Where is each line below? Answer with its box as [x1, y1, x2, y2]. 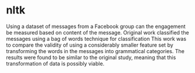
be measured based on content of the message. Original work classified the [6, 29, 189, 36]
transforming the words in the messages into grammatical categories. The [6, 47, 184, 54]
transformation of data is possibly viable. [6, 60, 105, 67]
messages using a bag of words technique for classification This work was [6, 35, 186, 42]
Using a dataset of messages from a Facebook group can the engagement [6, 23, 186, 30]
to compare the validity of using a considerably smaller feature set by [6, 41, 174, 48]
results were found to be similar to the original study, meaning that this [6, 54, 176, 61]
